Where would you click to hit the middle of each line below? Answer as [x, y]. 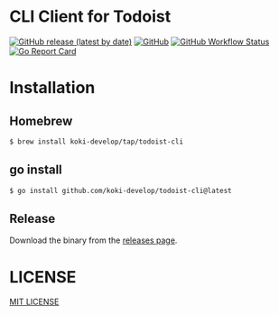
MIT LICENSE [34, 302]
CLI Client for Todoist [90, 17]
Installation [52, 88]
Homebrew [41, 120]
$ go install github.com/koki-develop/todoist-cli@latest [121, 190]
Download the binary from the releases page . [93, 240]
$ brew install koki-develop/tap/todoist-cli [96, 142]
